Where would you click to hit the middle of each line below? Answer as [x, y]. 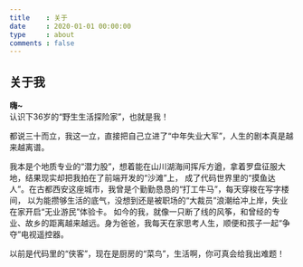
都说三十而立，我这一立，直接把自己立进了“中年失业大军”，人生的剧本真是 [148, 136]
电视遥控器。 [45, 234]
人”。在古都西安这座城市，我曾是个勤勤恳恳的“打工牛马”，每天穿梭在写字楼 [149, 189]
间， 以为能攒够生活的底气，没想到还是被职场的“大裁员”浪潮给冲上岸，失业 [149, 201]
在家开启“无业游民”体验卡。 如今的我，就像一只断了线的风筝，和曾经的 [141, 212]
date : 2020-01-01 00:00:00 [70, 26]
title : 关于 [38, 18]
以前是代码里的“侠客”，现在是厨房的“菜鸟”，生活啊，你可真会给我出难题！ [147, 253]
